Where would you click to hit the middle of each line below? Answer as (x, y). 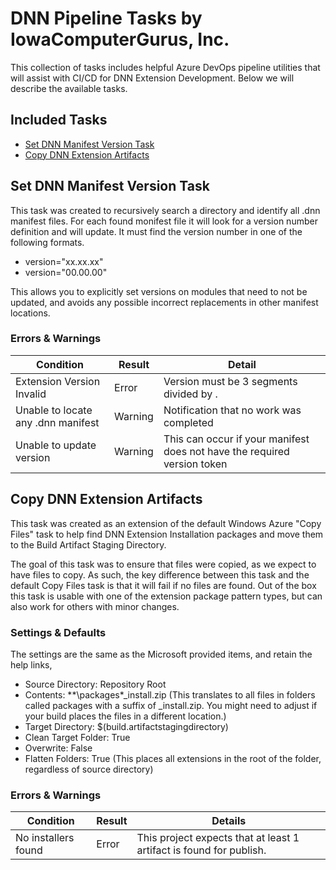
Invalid (31, 394)
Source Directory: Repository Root (95, 684)
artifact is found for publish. (201, 850)
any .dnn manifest (57, 422)
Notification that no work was (232, 410)
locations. (30, 313)
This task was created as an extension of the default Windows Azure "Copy (166, 523)
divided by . (190, 394)
